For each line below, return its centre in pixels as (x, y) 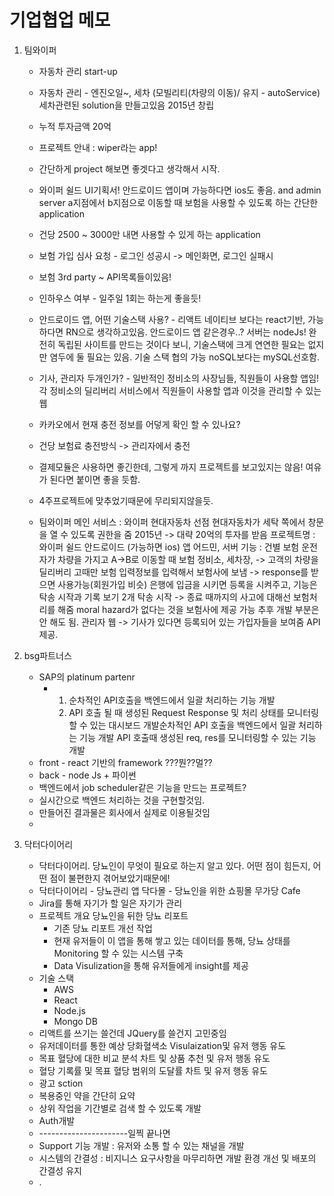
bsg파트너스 (47, 655)
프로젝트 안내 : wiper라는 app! (98, 147)
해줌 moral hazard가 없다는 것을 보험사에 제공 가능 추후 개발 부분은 (188, 609)
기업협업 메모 (60, 20)
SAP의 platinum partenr (87, 677)
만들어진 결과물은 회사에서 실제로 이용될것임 (124, 812)
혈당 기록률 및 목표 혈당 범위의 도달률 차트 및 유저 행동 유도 (153, 1070)
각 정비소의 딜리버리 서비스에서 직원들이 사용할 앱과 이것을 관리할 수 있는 (180, 390)
